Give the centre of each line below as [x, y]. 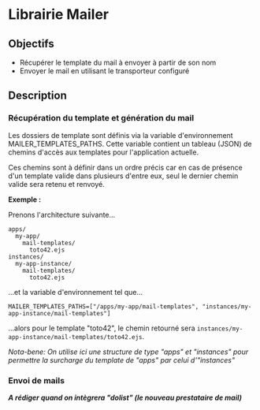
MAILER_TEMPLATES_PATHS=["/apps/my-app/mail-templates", [104, 306]
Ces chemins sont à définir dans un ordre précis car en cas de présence [125, 167]
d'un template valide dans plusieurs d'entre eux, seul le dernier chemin [123, 176]
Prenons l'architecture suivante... [62, 214]
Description [37, 96]
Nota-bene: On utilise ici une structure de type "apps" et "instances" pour [128, 352]
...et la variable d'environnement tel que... [76, 292]
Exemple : [25, 199]
